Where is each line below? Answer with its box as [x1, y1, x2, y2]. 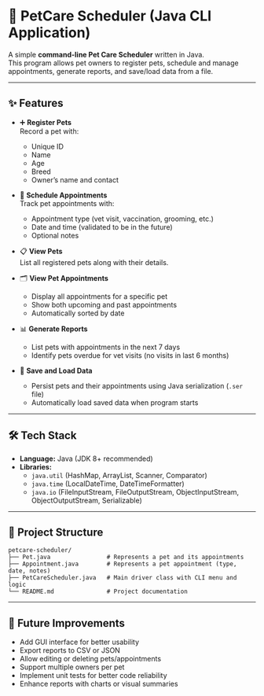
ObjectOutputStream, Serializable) [31, 495, 143, 505]
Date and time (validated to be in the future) [31, 222, 173, 231]
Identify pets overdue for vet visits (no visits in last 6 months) [31, 350, 229, 360]
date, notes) [8, 567, 51, 575]
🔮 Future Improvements [8, 617, 126, 630]
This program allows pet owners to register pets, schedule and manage [8, 58, 239, 68]
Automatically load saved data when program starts [31, 397, 199, 407]
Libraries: [19, 462, 53, 471]
